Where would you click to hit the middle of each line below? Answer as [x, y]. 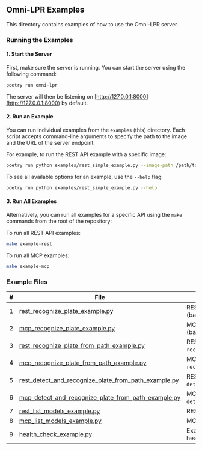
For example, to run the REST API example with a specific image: [86, 154]
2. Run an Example [30, 117]
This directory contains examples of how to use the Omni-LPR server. [92, 24]
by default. [75, 103]
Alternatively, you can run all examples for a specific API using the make [94, 214]
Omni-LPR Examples [45, 10]
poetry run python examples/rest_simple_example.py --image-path [90, 166]
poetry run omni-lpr [32, 85]
